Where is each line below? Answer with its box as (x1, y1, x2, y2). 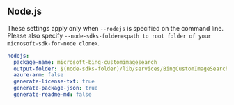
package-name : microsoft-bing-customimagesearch (13, 58, 157, 65)
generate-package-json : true (13, 85, 98, 92)
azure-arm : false (13, 72, 64, 79)
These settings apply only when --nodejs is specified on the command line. (7, 24, 224, 32)
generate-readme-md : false (13, 91, 92, 98)
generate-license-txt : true (13, 78, 95, 86)
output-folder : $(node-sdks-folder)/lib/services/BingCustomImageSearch (13, 65, 229, 72)
